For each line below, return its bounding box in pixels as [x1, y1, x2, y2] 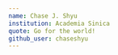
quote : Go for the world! [8, 27, 95, 35]
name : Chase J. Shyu [8, 11, 78, 20]
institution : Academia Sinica [8, 19, 111, 27]
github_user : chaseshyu [8, 34, 89, 43]
